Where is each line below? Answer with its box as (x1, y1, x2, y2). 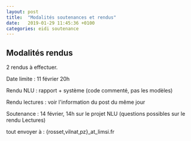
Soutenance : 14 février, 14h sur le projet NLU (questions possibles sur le (6, 110, 186, 118)
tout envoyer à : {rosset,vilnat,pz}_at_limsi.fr (6, 128, 115, 136)
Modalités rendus (6, 47, 73, 58)
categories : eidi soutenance (6, 25, 79, 32)
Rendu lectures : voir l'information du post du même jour (6, 98, 145, 106)
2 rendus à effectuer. (6, 64, 58, 71)
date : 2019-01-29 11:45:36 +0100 (6, 20, 95, 26)
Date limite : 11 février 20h (6, 76, 70, 83)
